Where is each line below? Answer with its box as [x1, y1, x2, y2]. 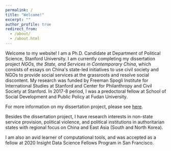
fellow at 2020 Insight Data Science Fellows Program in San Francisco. [5, 139, 154, 146]
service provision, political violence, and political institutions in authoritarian [5, 119, 165, 125]
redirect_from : [5, 27, 38, 32]
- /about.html [10, 36, 40, 41]
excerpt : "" [5, 17, 31, 22]
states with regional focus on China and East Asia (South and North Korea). [5, 124, 163, 131]
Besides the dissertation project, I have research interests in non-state [5, 113, 153, 119]
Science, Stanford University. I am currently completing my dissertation [5, 55, 156, 61]
